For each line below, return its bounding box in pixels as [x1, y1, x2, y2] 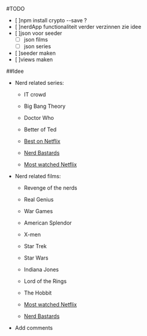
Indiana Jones [23, 266, 59, 273]
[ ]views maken [14, 56, 53, 63]
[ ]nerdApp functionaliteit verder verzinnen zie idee [14, 23, 142, 30]
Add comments [14, 325, 53, 332]
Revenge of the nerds [23, 184, 77, 191]
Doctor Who [23, 114, 54, 122]
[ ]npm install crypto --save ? [14, 17, 87, 23]
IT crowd [23, 91, 46, 98]
